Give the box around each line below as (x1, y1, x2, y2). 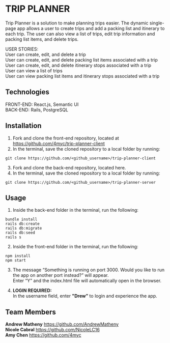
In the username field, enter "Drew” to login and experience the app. (12, 293, 158, 299)
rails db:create (5, 221, 40, 226)
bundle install (5, 217, 38, 222)
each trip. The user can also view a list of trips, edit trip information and (5, 31, 155, 37)
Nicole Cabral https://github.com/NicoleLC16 (5, 327, 100, 333)
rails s (5, 235, 22, 240)
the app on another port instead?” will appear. (12, 272, 109, 278)
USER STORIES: (5, 46, 39, 52)
